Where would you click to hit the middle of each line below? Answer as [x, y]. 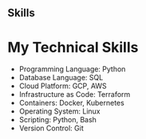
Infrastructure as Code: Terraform [75, 95]
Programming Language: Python [72, 69]
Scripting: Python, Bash [58, 120]
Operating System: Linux [59, 111]
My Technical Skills [73, 47]
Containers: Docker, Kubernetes [71, 103]
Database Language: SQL [61, 78]
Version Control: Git [51, 128]
